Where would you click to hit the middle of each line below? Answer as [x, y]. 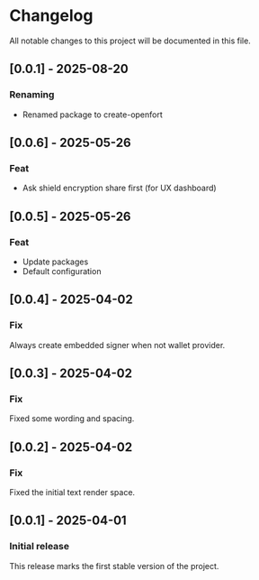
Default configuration [62, 271]
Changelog [51, 16]
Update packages [55, 262]
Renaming [32, 95]
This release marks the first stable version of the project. [114, 566]
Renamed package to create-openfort [93, 115]
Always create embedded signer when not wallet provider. [117, 345]
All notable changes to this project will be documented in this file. [130, 41]
